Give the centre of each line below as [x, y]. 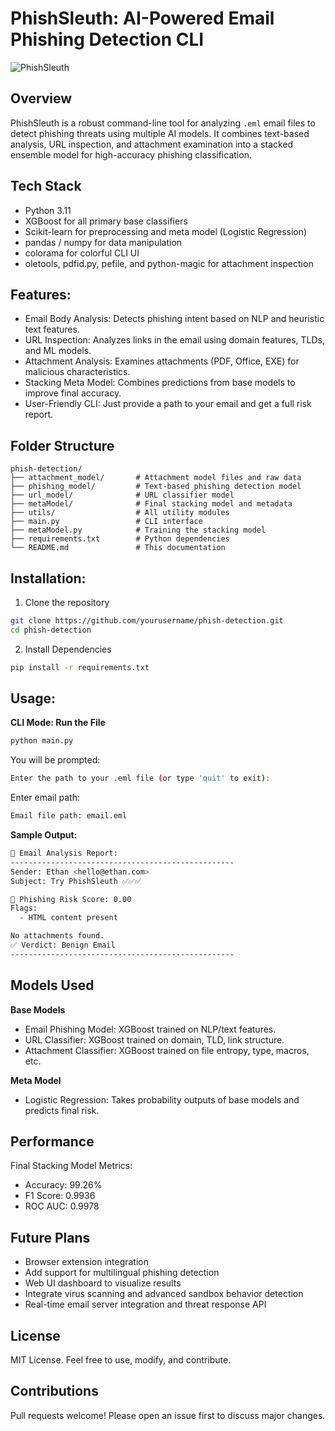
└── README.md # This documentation [118, 548]
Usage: [33, 698]
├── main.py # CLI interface [106, 522]
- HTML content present [68, 918]
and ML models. [58, 351]
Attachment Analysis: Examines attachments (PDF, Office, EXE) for [162, 361]
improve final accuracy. [73, 393]
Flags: [24, 908]
